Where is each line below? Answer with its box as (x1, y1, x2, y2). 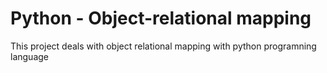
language (10, 50, 49, 62)
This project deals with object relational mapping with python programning (10, 40, 317, 52)
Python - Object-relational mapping (10, 7, 312, 30)
